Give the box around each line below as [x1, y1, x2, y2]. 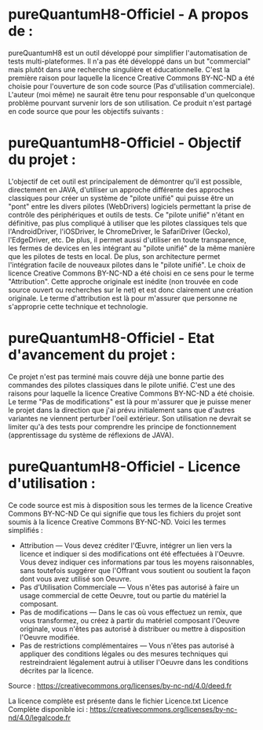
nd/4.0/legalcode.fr [8, 713, 71, 722]
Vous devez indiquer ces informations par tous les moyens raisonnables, [19, 557, 255, 567]
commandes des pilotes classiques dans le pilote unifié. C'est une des [8, 380, 236, 389]
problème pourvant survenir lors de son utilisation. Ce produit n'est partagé [8, 98, 253, 108]
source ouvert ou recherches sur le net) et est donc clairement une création [8, 285, 254, 294]
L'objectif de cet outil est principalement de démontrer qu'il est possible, [8, 177, 243, 186]
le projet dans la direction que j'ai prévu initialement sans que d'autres [8, 405, 236, 414]
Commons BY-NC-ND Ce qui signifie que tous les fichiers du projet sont [8, 509, 241, 518]
